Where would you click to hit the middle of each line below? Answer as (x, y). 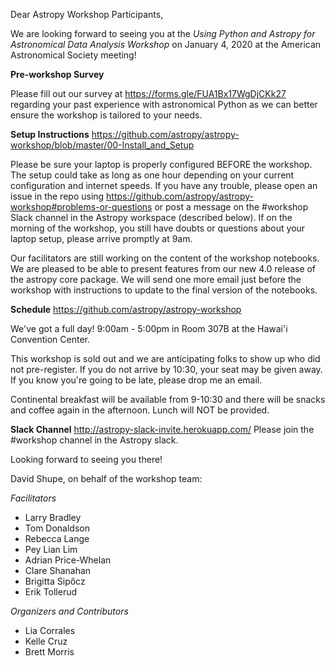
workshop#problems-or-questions (81, 207)
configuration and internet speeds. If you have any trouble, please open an (164, 185)
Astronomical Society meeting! (73, 55)
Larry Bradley (53, 517)
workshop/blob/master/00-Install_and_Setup (102, 145)
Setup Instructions (50, 134)
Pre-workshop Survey (57, 74)
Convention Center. (50, 339)
